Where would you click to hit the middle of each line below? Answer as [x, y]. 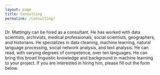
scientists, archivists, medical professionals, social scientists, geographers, [80, 37]
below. [12, 68]
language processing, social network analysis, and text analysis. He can [77, 48]
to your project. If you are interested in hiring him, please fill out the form [78, 63]
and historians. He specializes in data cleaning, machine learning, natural [78, 43]
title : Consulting [24, 14]
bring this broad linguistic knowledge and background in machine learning [79, 58]
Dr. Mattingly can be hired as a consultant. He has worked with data [73, 32]
